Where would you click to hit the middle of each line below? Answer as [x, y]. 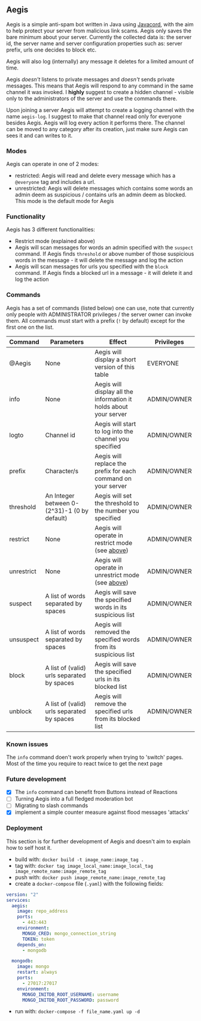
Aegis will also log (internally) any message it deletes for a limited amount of [100, 61]
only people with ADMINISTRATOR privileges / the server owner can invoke [99, 314]
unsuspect [24, 639]
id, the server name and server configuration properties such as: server [94, 43]
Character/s [62, 471]
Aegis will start [115, 423]
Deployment [25, 828]
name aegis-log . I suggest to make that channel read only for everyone [94, 116]
